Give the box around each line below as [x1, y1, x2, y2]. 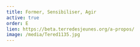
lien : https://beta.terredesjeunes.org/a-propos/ [6, 26, 135, 32]
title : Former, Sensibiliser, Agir [6, 9, 97, 15]
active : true [6, 15, 40, 21]
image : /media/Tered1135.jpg [6, 32, 80, 38]
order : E [6, 20, 29, 26]
